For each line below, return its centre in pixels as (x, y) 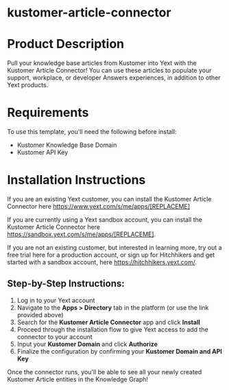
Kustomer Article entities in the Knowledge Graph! (78, 379)
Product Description (66, 44)
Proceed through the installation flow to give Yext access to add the (112, 329)
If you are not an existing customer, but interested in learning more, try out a (114, 248)
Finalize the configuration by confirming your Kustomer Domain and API (120, 351)
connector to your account (55, 336)
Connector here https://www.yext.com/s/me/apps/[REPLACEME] (99, 206)
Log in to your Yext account (56, 300)
